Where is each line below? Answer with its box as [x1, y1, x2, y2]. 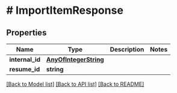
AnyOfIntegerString [46, 55, 104, 64]
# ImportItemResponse [6, 4, 123, 17]
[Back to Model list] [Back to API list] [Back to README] [6, 80, 144, 88]
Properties [6, 28, 47, 38]
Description [110, 46, 144, 53]
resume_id [9, 65, 40, 73]
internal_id [9, 55, 41, 64]
